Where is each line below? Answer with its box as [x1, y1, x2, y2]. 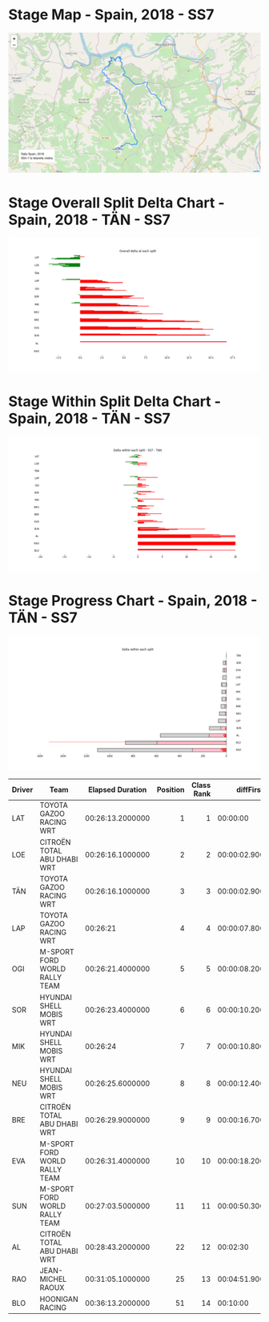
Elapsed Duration [87, 785, 147, 794]
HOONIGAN [39, 1294, 78, 1304]
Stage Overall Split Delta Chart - [8, 194, 226, 211]
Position [156, 785, 186, 794]
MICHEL [39, 1275, 67, 1284]
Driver [11, 785, 34, 794]
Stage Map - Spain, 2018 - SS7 [8, 6, 215, 24]
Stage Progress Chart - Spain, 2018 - [8, 592, 258, 610]
